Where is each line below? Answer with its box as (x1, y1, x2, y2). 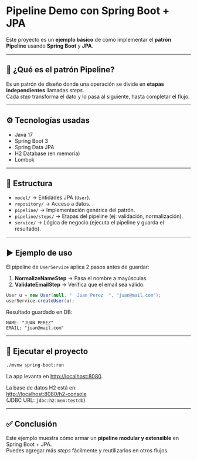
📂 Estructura (6, 178, 53, 189)
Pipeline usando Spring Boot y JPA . (6, 42, 94, 49)
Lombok (14, 156, 35, 163)
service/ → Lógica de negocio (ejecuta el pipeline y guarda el (14, 219, 164, 226)
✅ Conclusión (6, 419, 57, 429)
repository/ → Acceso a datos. (14, 200, 91, 207)
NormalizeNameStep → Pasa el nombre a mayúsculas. (14, 275, 148, 282)
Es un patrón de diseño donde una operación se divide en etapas (6, 80, 164, 88)
